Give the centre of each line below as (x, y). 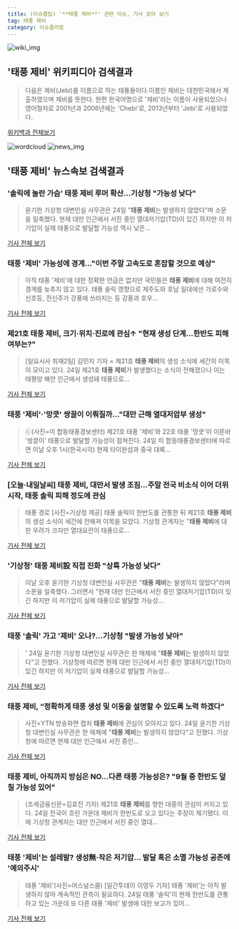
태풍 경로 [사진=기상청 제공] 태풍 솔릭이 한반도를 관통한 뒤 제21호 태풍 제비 (128, 512)
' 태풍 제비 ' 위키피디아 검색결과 (70, 72)
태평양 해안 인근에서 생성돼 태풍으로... (77, 379)
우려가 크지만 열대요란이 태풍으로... (81, 530)
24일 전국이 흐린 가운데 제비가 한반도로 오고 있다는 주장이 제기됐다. (128, 813)
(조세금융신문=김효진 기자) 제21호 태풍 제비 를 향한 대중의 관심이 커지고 (123, 804)
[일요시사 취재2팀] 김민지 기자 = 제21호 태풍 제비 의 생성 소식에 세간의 (121, 361)
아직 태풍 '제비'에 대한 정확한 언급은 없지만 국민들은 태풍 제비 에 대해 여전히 (128, 280)
